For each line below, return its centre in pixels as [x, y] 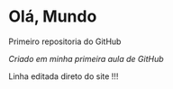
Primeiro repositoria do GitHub [65, 41]
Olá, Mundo [53, 17]
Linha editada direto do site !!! [64, 76]
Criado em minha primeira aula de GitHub [86, 58]
